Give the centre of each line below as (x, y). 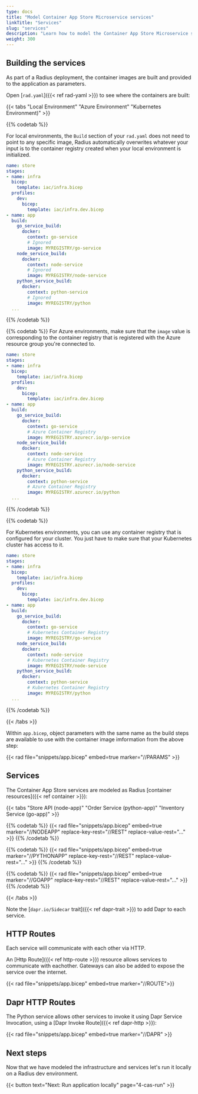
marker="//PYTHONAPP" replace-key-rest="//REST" (70, 855)
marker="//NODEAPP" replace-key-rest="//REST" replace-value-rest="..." (96, 832)
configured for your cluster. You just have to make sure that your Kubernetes (99, 539)
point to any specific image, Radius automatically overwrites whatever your (97, 142)
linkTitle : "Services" (34, 22)
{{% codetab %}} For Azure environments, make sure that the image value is (98, 332)
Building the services (46, 63)
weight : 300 (21, 39)
